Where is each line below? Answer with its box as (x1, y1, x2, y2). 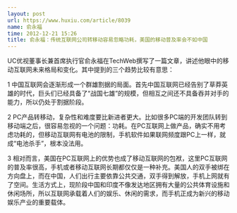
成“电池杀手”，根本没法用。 (7, 139, 87, 148)
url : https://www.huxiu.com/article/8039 (7, 17, 131, 24)
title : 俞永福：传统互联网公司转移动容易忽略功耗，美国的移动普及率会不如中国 (7, 37, 208, 44)
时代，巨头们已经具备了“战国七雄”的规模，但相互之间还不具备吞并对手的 (19, 89, 229, 98)
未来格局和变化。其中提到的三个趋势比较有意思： (31, 65, 174, 74)
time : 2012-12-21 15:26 (7, 30, 78, 37)
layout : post (7, 10, 46, 18)
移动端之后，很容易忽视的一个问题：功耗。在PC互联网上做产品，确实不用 (7, 122, 220, 130)
